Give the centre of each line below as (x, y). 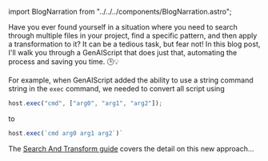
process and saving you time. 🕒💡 (64, 62)
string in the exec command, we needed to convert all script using (117, 89)
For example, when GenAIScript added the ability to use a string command (131, 80)
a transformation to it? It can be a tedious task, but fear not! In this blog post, (134, 44)
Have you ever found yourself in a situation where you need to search (123, 27)
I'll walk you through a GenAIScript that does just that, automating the (123, 52)
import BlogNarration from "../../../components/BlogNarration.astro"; (120, 12)
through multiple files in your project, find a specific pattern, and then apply (133, 36)
